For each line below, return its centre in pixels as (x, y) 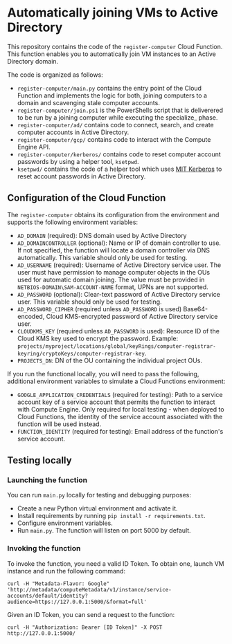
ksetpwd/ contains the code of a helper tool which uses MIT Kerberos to (119, 169)
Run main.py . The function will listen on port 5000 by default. (104, 531)
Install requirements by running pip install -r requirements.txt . (111, 516)
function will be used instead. (59, 424)
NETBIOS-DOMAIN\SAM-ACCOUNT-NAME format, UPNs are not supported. (113, 287)
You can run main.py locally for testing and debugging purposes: (99, 495)
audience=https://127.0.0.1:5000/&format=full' (77, 602)
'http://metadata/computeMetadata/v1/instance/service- (89, 589)
